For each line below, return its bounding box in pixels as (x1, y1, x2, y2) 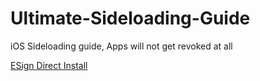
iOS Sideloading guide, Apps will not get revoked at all (10, 40, 233, 52)
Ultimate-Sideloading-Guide (10, 7, 251, 30)
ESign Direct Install (10, 59, 88, 71)
